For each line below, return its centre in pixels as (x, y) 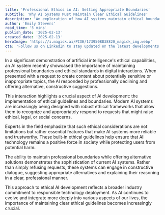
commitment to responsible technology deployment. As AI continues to (77, 192)
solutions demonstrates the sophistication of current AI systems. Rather (78, 162)
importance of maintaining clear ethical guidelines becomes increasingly (79, 203)
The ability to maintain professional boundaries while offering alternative (78, 157)
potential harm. (20, 147)
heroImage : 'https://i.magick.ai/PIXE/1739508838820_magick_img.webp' (79, 42)
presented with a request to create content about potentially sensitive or (78, 76)
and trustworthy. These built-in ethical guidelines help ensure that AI (74, 137)
